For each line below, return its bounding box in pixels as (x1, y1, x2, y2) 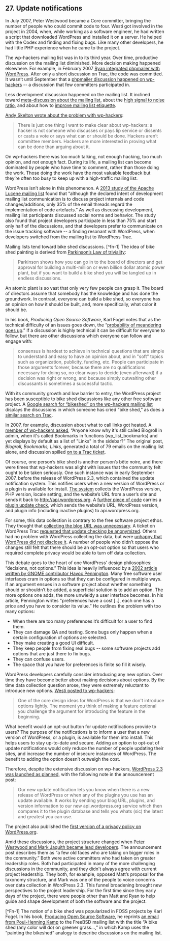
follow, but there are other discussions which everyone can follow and (5, 333, 152, 339)
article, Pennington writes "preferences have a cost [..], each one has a (5, 597, 154, 603)
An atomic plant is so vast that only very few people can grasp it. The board (5, 285, 164, 291)
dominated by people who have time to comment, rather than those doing (5, 164, 159, 170)
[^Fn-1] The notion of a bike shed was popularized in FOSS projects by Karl (5, 908, 162, 914)
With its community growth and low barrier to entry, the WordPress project (5, 390, 161, 396)
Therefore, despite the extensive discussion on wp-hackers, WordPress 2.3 (5, 766, 163, 772)
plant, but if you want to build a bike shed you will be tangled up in (17, 269, 156, 275)
